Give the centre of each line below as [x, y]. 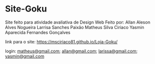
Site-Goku [26, 9]
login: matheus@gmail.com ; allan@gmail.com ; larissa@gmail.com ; [71, 51]
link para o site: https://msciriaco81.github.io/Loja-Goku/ [61, 41]
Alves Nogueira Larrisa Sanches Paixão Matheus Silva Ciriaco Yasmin [75, 27]
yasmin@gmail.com [25, 56]
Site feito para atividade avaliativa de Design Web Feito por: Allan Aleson [78, 22]
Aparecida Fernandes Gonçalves [38, 32]
